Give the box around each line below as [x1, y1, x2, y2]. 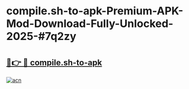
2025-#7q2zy [6, 30, 76, 43]
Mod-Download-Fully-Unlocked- [6, 17, 173, 30]
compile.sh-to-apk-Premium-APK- [6, 4, 184, 18]
